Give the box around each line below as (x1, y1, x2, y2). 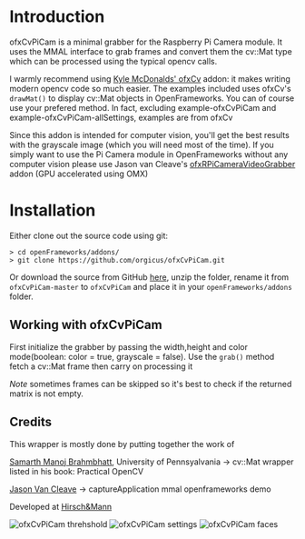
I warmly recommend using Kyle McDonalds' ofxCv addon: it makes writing (9, 73, 290, 84)
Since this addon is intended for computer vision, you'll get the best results (9, 129, 290, 140)
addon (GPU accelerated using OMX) (9, 168, 149, 179)
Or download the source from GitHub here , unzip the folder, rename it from (9, 271, 290, 283)
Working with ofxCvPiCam (9, 317, 162, 333)
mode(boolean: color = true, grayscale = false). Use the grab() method (9, 351, 275, 362)
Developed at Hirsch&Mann (9, 501, 112, 512)
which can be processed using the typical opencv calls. (9, 55, 218, 66)
